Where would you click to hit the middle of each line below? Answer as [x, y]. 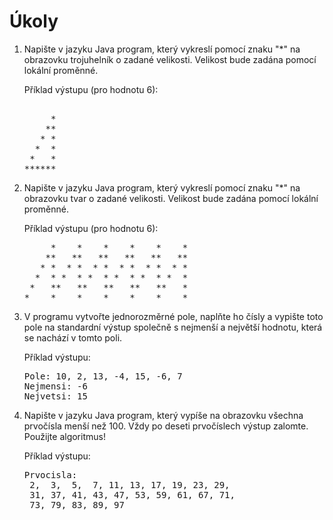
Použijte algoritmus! [64, 436]
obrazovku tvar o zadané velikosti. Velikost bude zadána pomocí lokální [171, 198]
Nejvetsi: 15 [55, 396]
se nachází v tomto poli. [73, 337]
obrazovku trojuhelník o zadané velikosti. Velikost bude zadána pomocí [170, 59]
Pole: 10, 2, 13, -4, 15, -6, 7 [103, 376]
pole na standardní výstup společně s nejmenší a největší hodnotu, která [173, 327]
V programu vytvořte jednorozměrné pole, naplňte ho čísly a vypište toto [173, 316]
